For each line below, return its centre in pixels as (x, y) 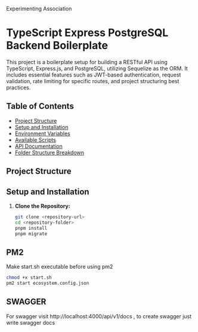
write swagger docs (31, 322)
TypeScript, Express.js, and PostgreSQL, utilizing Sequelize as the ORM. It (97, 68)
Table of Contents (40, 106)
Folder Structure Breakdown (49, 153)
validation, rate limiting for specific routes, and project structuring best (93, 81)
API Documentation (38, 146)
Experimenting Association (39, 9)
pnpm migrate (31, 234)
